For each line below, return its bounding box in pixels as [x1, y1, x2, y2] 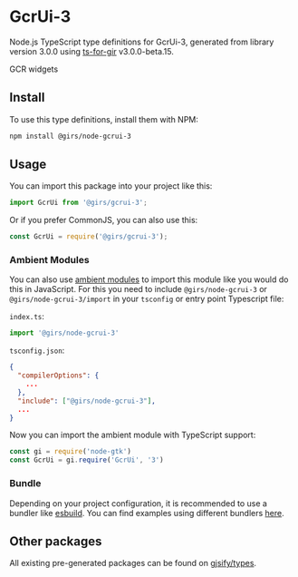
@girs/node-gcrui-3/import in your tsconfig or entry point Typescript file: [9, 293, 284, 305]
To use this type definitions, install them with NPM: [9, 113, 199, 124]
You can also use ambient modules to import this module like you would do [9, 274, 289, 285]
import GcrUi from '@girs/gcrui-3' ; [9, 198, 148, 208]
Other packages [9, 533, 102, 549]
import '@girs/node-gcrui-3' [9, 328, 120, 337]
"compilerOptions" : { [17, 371, 100, 380]
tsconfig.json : [9, 345, 65, 356]
